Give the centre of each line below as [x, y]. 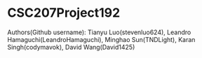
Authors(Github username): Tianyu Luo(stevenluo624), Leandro [99, 32]
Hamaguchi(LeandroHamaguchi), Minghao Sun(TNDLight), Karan [101, 39]
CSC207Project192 [64, 13]
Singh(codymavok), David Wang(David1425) [71, 47]
